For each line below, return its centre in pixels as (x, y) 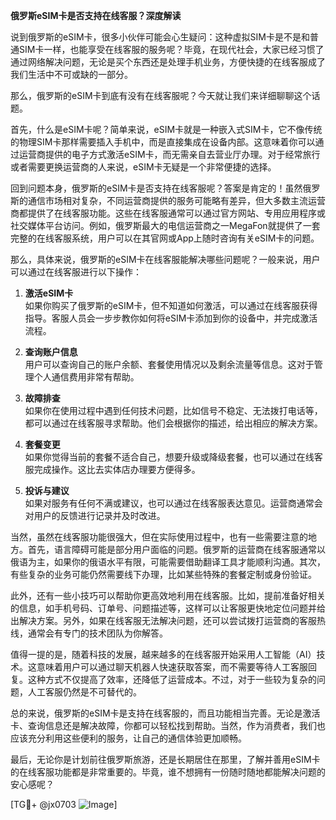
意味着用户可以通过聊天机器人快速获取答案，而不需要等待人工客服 (172, 667)
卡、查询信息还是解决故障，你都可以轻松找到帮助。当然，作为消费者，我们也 (168, 725)
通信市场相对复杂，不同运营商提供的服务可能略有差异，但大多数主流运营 (176, 200)
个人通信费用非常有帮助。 (86, 377)
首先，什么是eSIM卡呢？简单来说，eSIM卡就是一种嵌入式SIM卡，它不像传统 (166, 129)
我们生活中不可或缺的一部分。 (71, 74)
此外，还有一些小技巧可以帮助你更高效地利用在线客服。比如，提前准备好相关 (168, 595)
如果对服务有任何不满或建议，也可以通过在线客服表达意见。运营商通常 (169, 503)
